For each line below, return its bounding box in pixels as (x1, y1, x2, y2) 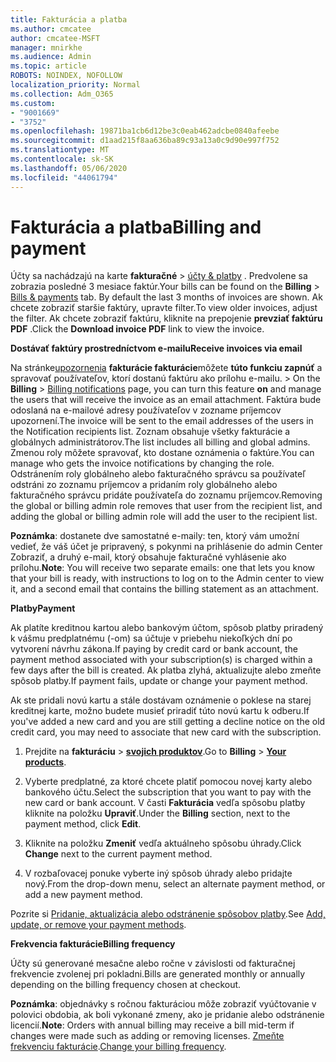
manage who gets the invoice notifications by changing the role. (10, 457, 275, 470)
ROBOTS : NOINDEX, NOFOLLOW (10, 71, 123, 81)
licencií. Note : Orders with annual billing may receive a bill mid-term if (10, 1019, 295, 1031)
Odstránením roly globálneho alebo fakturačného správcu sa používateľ (10, 468, 306, 480)
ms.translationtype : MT (10, 145, 110, 155)
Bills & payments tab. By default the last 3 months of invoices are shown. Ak (10, 291, 323, 303)
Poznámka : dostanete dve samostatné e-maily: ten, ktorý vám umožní (10, 530, 300, 542)
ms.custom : (10, 98, 56, 108)
